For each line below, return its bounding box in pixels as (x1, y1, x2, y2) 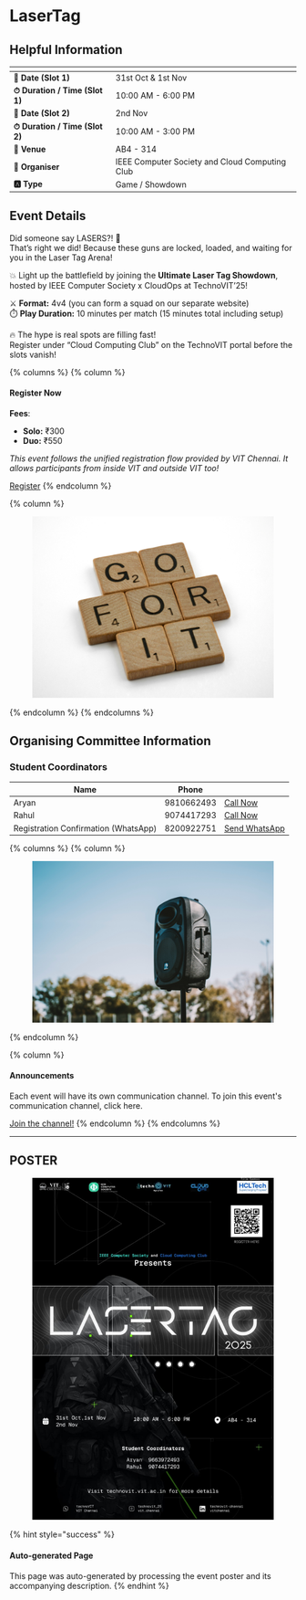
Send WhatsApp (224, 823, 285, 834)
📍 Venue (13, 143, 46, 154)
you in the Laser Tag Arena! (9, 252, 113, 263)
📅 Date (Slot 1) (13, 72, 70, 83)
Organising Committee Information (9, 733, 211, 749)
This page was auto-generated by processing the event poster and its (9, 1570, 271, 1581)
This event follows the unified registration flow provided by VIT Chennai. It (9, 453, 289, 464)
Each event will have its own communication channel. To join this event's (9, 1090, 282, 1101)
